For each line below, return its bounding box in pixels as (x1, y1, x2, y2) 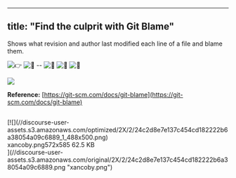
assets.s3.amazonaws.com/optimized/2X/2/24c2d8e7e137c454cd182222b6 (7, 126, 228, 134)
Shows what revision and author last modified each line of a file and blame (7, 39, 223, 48)
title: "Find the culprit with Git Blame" (7, 20, 174, 32)
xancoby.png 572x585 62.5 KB (7, 141, 95, 149)
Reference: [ (7, 90, 44, 98)
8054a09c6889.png (7, 163, 66, 172)
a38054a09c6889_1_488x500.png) (7, 133, 109, 141)
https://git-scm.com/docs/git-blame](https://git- (44, 90, 184, 98)
